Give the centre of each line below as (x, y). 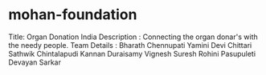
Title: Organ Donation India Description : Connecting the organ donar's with (133, 37)
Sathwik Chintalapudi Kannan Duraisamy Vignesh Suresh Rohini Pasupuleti (132, 53)
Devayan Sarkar (35, 62)
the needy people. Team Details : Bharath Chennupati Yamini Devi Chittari (130, 45)
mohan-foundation (73, 15)
